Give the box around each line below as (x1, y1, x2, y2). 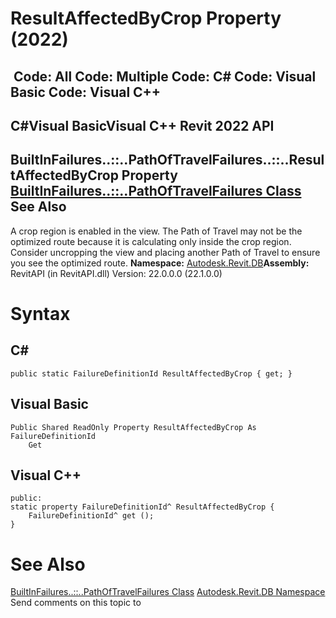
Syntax (10, 302, 71, 325)
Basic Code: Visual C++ (10, 83, 162, 101)
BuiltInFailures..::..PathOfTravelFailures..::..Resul (10, 152, 325, 169)
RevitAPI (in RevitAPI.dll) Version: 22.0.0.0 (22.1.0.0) (10, 267, 223, 279)
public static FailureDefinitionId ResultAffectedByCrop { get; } (10, 368, 293, 379)
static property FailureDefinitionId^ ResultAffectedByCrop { (10, 502, 275, 512)
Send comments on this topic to (10, 597, 142, 609)
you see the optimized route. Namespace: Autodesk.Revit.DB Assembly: (10, 257, 310, 269)
